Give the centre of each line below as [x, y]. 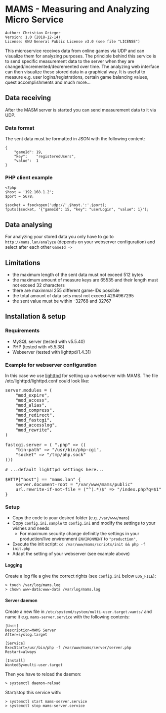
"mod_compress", [35, 410]
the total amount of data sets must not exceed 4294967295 [73, 295]
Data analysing [29, 225]
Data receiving [28, 98]
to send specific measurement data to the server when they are [70, 61]
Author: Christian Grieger [33, 33]
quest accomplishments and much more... [48, 82]
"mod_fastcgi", [34, 420]
